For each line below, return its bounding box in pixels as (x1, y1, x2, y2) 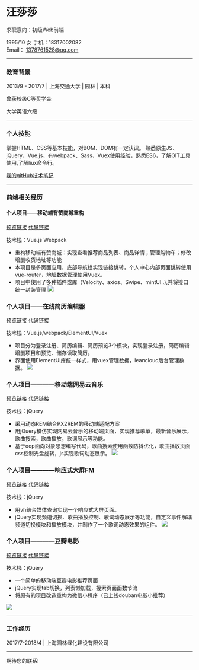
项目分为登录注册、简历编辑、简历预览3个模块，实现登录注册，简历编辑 (14, 342, 190, 349)
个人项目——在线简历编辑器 (6, 302, 85, 310)
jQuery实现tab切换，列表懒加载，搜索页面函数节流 (14, 584, 138, 591)
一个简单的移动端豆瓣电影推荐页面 (14, 576, 98, 584)
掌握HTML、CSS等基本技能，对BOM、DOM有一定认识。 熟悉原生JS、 (6, 144, 178, 151)
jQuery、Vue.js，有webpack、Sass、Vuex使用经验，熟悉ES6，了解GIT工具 (6, 152, 191, 159)
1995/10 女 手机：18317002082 (6, 39, 82, 46)
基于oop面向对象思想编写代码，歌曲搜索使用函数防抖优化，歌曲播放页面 (14, 442, 191, 449)
